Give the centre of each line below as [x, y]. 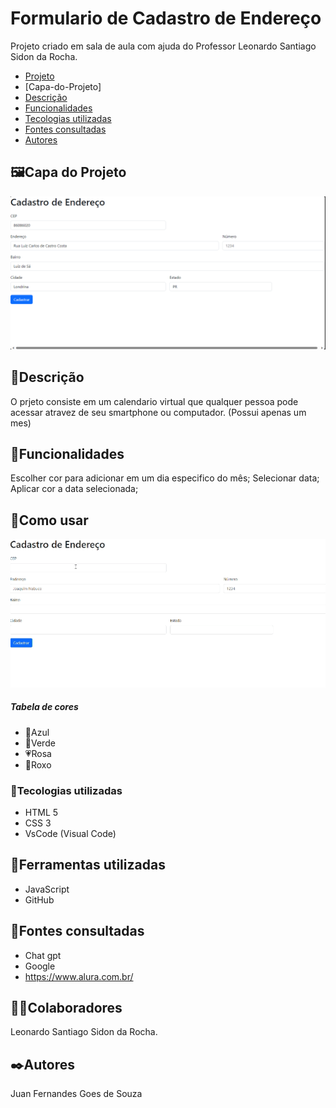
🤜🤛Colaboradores [66, 1008]
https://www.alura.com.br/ [79, 976]
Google [40, 966]
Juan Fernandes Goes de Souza [76, 1094]
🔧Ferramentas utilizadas [88, 865]
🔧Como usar [49, 520]
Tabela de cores [44, 707]
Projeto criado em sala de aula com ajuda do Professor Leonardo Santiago [163, 46]
